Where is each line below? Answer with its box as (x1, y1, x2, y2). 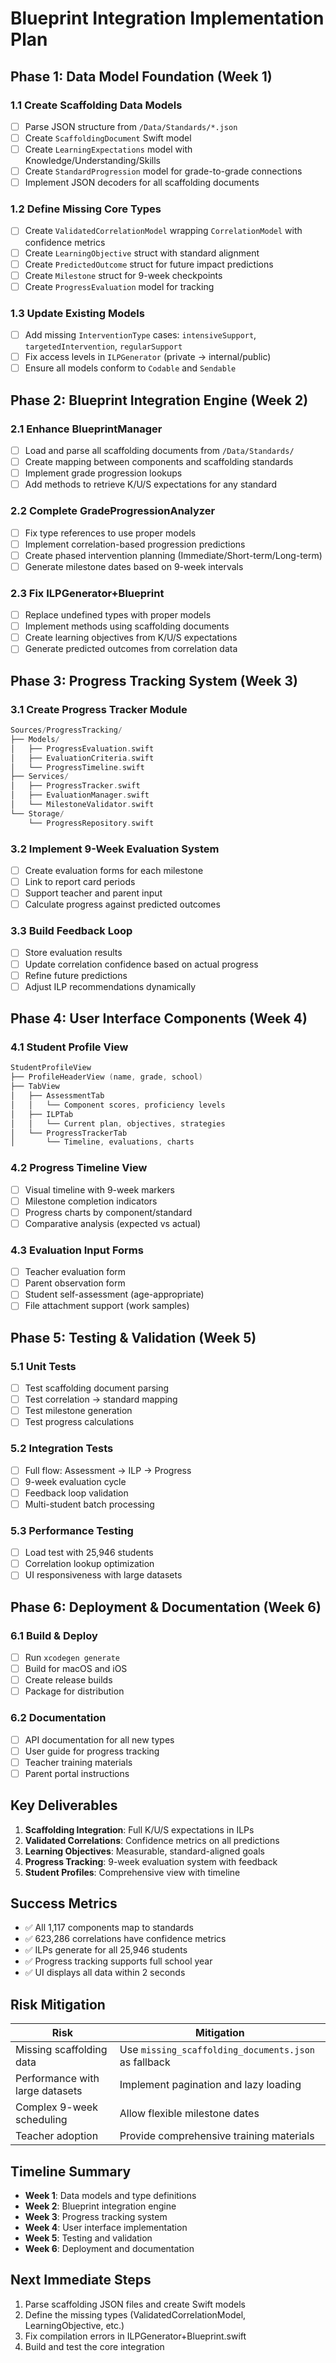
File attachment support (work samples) (24, 1300, 190, 1312)
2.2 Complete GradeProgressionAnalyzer (10, 504, 216, 518)
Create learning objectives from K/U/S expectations (24, 632, 238, 644)
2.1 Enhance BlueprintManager (10, 422, 163, 436)
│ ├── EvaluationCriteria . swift (10, 753, 155, 763)
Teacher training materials (24, 1756, 133, 1768)
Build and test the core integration (24, 2340, 165, 2352)
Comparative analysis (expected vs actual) (24, 1217, 202, 1229)
